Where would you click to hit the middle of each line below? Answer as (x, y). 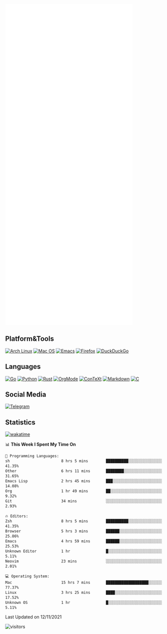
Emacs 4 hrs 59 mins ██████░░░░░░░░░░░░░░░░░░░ (84, 541)
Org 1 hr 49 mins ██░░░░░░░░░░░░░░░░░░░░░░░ (84, 491)
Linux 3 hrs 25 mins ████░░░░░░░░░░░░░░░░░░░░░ (84, 593)
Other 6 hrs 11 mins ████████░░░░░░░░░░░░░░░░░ (84, 471)
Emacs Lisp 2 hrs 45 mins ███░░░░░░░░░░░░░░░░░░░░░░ (84, 481)
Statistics (20, 422)
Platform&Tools (29, 339)
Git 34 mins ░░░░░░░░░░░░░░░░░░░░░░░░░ (84, 501)
